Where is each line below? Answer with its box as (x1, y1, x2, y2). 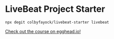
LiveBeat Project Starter (5, 3, 105, 15)
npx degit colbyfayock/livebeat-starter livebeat (5, 20, 110, 25)
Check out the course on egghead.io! (5, 28, 81, 34)
